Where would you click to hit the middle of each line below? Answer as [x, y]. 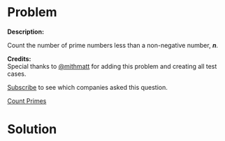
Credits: [19, 59]
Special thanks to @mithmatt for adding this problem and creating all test [112, 66]
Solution [32, 129]
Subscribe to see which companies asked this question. [87, 87]
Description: [26, 32]
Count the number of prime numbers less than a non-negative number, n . [113, 45]
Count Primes [27, 101]
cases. [17, 74]
